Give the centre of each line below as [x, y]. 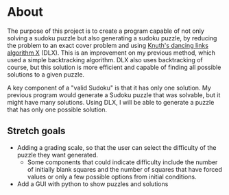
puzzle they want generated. [57, 155]
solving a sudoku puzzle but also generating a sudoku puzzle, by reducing [112, 38]
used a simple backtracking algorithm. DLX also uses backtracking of [105, 60]
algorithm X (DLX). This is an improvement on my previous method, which [111, 53]
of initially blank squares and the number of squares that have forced [125, 169]
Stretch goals [36, 131]
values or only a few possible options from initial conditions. [112, 177]
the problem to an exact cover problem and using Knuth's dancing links [108, 45]
